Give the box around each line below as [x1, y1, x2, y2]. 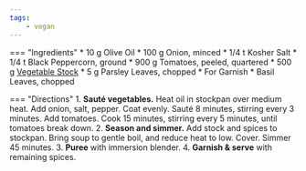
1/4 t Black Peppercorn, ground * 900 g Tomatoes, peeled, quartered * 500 [9, 56, 292, 67]
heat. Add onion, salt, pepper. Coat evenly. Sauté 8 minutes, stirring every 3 [9, 103, 295, 114]
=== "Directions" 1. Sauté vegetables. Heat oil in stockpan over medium [9, 93, 282, 105]
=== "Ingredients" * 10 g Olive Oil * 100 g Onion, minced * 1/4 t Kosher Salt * [9, 46, 298, 57]
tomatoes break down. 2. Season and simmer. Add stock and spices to [9, 122, 278, 133]
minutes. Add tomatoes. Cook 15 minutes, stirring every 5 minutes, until [9, 113, 278, 124]
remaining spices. [9, 151, 77, 162]
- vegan [26, 22, 55, 31]
